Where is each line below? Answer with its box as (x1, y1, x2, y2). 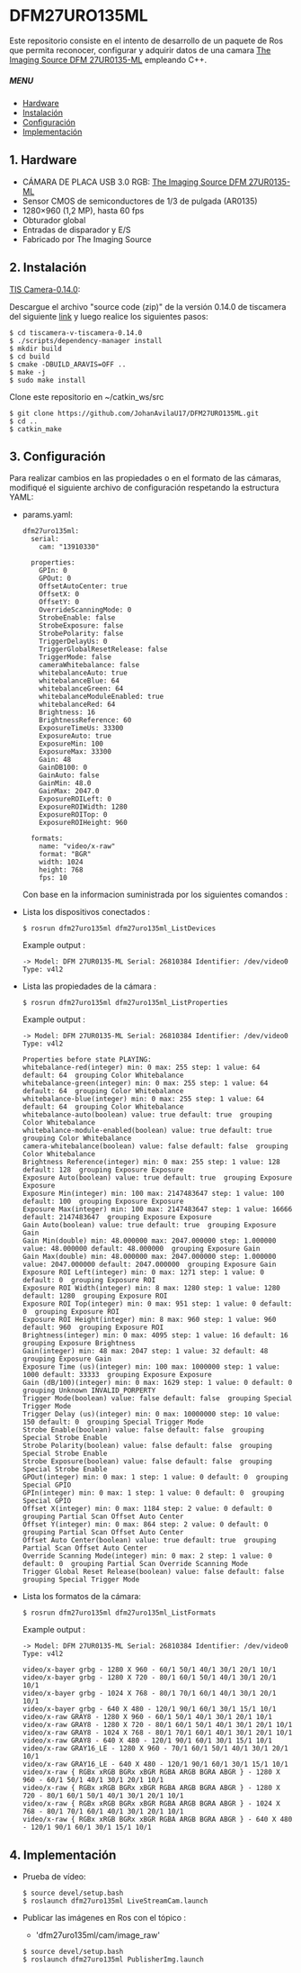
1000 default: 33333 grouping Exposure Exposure (22, 1371, 213, 1380)
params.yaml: (22, 510, 74, 520)
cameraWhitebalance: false (39, 661, 140, 670)
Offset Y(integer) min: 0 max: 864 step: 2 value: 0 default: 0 (22, 1520, 269, 1529)
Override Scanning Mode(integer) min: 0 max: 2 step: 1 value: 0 (22, 1552, 272, 1561)
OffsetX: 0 (39, 590, 80, 599)
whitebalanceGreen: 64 (39, 684, 124, 693)
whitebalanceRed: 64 (39, 700, 116, 710)
